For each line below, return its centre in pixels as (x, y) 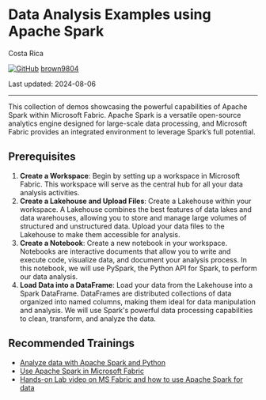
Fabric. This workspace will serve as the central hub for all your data (131, 184)
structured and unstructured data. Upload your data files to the (122, 226)
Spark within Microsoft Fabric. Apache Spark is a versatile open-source (125, 115)
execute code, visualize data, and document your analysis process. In (133, 259)
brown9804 (60, 68)
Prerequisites (42, 157)
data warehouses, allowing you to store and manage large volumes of (133, 217)
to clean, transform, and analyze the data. (88, 319)
